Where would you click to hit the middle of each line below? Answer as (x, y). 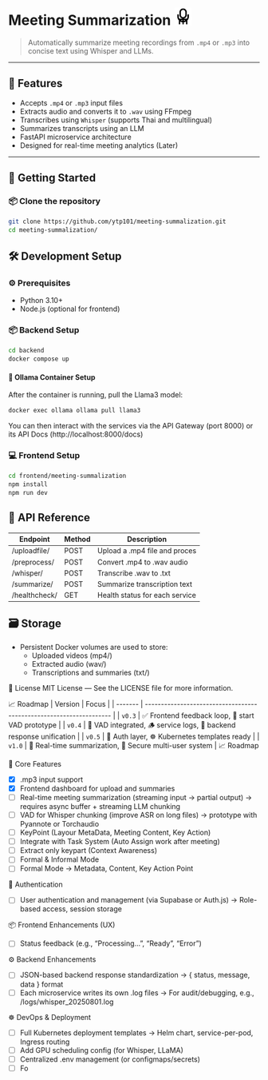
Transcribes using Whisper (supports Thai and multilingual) (116, 120)
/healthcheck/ (35, 596)
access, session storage (82, 909)
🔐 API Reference (49, 518)
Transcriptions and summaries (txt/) (91, 672)
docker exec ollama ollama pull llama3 (75, 411)
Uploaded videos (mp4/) (72, 656)
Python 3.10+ (41, 300)
